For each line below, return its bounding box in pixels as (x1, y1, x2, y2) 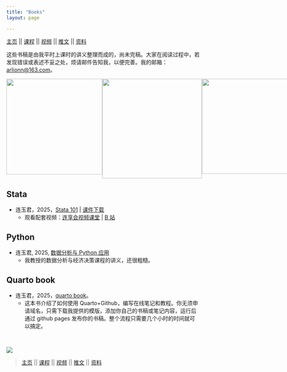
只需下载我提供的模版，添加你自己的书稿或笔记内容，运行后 (45, 307, 197, 314)
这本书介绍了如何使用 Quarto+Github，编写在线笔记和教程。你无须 (24, 299, 193, 306)
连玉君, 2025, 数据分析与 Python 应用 (15, 249, 109, 256)
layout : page (6, 15, 40, 21)
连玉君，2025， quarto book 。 (15, 292, 92, 299)
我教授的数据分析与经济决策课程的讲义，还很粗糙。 (24, 257, 154, 264)
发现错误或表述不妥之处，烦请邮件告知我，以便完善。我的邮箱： (6, 58, 167, 66)
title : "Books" (6, 9, 45, 15)
